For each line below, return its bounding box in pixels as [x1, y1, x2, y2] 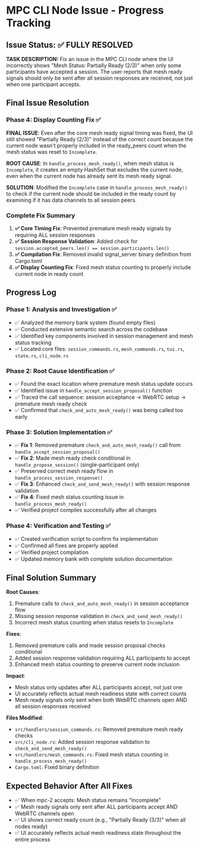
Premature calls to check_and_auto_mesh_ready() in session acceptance [14, 600, 189, 607]
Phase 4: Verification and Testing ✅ [6, 522, 111, 530]
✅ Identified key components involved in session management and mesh [14, 332, 193, 339]
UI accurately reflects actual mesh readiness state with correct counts [14, 690, 187, 698]
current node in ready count [14, 270, 84, 277]
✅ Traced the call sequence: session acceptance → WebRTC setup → [14, 393, 186, 401]
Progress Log [6, 287, 56, 297]
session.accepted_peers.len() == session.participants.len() [14, 245, 170, 251]
